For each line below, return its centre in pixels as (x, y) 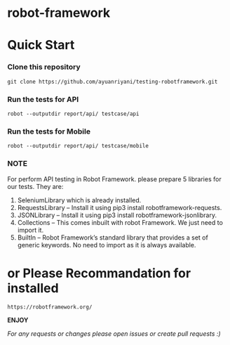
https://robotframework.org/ (50, 307)
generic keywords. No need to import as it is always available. (107, 245)
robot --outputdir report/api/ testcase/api (73, 114)
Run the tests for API (43, 99)
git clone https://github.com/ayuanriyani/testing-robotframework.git (113, 82)
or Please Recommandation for (99, 273)
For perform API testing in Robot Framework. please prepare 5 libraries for (115, 179)
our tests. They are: (35, 186)
